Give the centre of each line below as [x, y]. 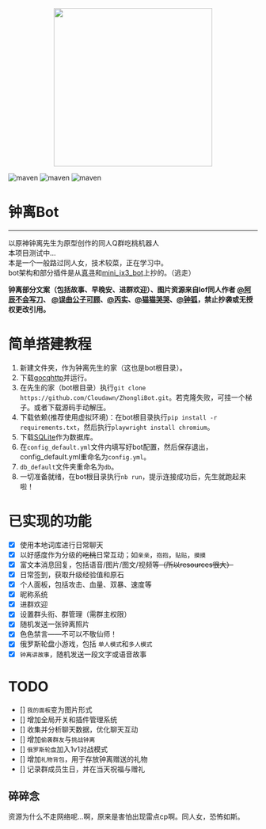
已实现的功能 [50, 521]
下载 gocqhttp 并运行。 [55, 377]
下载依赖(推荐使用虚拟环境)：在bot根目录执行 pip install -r [118, 417]
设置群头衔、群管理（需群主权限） [75, 614]
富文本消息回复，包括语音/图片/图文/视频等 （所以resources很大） [126, 565]
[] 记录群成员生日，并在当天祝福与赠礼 [82, 769]
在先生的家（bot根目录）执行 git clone [83, 387]
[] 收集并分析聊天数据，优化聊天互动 [79, 729]
